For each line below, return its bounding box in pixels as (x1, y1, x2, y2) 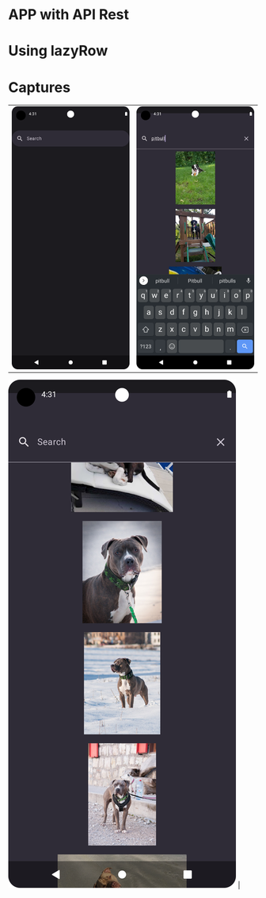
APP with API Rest (8, 6, 129, 24)
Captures (8, 78, 71, 96)
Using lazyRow (8, 42, 108, 60)
